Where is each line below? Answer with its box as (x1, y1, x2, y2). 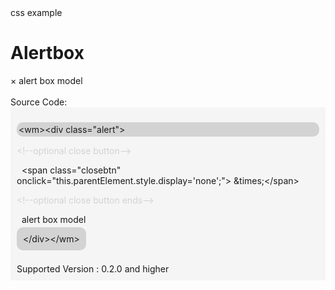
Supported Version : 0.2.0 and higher (16, 262, 170, 275)
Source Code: (10, 96, 68, 108)
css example (10, 7, 63, 18)
